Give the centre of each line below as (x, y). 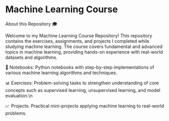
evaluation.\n (19, 95)
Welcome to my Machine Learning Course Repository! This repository (79, 35)
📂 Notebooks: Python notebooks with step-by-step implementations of (80, 67)
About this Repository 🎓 (31, 23)
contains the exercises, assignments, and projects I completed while (77, 41)
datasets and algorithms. (31, 57)
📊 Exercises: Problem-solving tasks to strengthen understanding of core (82, 83)
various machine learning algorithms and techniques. (61, 72)
